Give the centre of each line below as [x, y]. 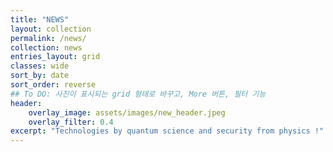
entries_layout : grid [55, 57]
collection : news [46, 47]
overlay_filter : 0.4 [71, 122]
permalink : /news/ [48, 38]
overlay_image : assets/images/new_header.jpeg [127, 112]
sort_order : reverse [53, 85]
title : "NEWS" [40, 19]
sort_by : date [40, 76]
